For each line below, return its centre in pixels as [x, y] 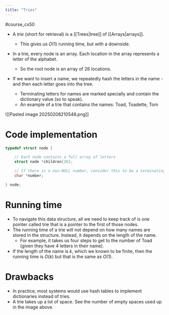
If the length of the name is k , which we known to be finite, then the [82, 251]
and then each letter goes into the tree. [53, 84]
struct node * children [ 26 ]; [44, 162]
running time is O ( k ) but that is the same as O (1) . [63, 256]
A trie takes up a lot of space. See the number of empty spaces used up [87, 301]
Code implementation [51, 135]
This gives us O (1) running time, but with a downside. [75, 44]
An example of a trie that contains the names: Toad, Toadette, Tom [89, 104]
